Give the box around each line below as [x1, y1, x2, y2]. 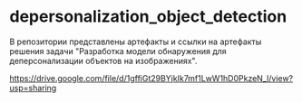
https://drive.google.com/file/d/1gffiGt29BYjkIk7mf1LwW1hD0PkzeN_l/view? [9, 72, 293, 83]
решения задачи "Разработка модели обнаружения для [9, 45, 227, 56]
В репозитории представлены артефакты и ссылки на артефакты [9, 36, 262, 47]
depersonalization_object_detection [9, 6, 287, 27]
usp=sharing [9, 82, 57, 93]
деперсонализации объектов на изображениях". [9, 55, 198, 66]
